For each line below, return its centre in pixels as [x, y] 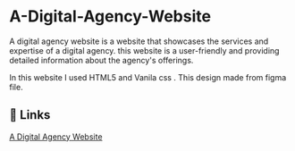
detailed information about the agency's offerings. [101, 60]
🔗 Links [30, 115]
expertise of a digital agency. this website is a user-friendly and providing [144, 50]
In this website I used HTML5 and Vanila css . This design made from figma [148, 77]
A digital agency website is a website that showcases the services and [139, 41]
